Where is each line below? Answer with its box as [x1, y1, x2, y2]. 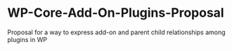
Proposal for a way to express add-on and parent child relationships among [7, 28, 226, 36]
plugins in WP [7, 35, 48, 43]
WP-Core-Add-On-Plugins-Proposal [7, 5, 224, 21]
